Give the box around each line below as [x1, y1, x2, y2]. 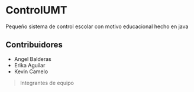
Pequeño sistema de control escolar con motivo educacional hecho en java [5, 23, 189, 30]
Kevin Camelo [14, 68, 48, 75]
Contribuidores [5, 40, 63, 50]
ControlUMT [5, 4, 67, 17]
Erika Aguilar [14, 62, 46, 69]
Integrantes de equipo [20, 79, 75, 86]
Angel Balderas [14, 55, 51, 62]
